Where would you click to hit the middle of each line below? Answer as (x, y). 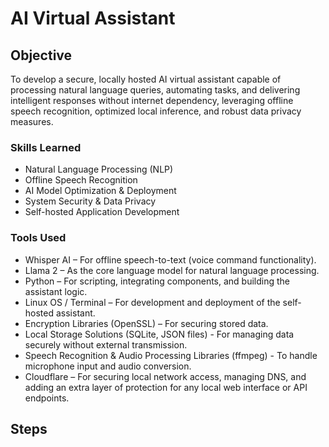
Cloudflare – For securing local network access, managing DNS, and (165, 376)
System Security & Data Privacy (90, 201)
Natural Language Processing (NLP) (99, 169)
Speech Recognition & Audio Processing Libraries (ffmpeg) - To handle (171, 355)
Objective (41, 55)
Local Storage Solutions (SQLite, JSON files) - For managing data (159, 334)
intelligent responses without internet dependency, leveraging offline (152, 100)
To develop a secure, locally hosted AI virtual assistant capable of (146, 79)
